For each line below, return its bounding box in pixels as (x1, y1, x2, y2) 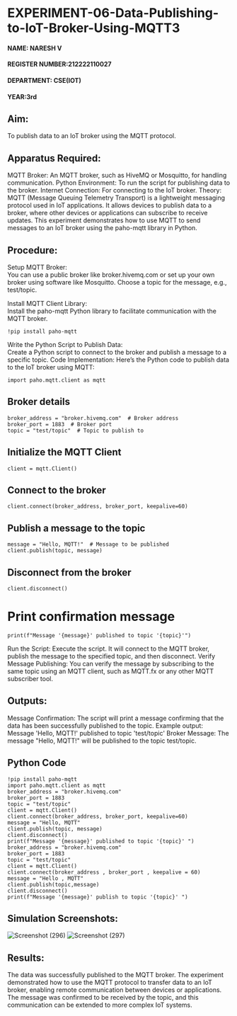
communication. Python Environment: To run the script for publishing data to (7, 178, 231, 187)
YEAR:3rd (7, 92, 37, 101)
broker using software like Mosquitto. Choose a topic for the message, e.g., (7, 278, 227, 286)
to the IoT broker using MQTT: (7, 363, 95, 371)
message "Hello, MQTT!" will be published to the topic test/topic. (7, 736, 197, 745)
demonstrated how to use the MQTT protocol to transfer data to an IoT (7, 978, 212, 987)
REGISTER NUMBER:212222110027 (7, 60, 112, 69)
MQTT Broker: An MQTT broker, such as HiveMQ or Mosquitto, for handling (7, 171, 227, 180)
